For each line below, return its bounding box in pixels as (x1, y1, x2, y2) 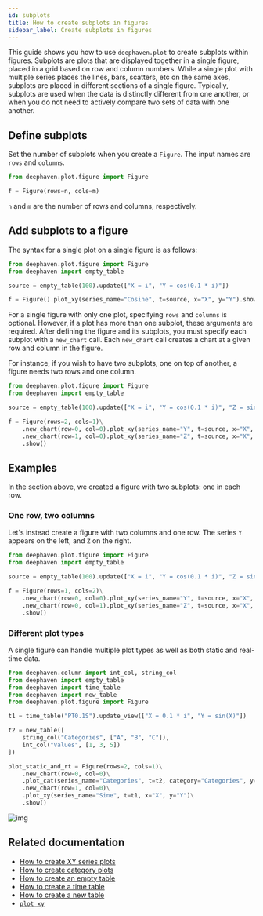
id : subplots (8, 11, 51, 20)
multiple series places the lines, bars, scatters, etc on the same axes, (8, 72, 231, 82)
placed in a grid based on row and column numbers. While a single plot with (8, 64, 253, 74)
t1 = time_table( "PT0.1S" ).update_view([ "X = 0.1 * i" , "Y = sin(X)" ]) (8, 712, 247, 721)
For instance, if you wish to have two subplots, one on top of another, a (8, 359, 237, 368)
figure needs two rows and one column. (8, 367, 137, 377)
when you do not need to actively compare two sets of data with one (8, 97, 230, 107)
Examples (8, 461, 57, 475)
